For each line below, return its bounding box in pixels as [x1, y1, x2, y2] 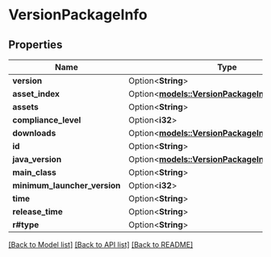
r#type [12, 219, 40, 230]
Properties [8, 38, 63, 52]
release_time [12, 206, 63, 217]
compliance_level [12, 114, 81, 126]
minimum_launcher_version [12, 180, 121, 191]
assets [12, 102, 39, 112]
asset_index [12, 89, 60, 99]
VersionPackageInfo [8, 6, 148, 24]
